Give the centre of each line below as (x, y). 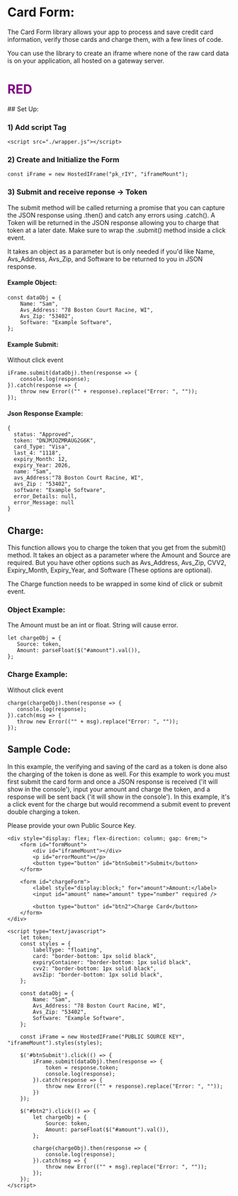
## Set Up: (23, 109)
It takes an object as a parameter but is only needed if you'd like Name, (111, 251)
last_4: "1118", (38, 453)
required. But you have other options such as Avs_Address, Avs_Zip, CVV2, (117, 563)
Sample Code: (39, 750)
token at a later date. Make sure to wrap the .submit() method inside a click (117, 230)
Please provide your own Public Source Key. (72, 825)
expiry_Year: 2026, (42, 466)
